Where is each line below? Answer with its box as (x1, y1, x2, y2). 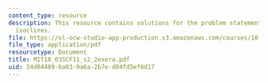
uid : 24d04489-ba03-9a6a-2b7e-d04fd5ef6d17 (8, 63, 156, 71)
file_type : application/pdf (8, 41, 102, 49)
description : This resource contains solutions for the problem (8, 19, 227, 27)
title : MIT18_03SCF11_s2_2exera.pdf (8, 56, 130, 64)
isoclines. (15, 26, 52, 34)
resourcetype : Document (8, 48, 88, 56)
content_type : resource (8, 11, 88, 20)
